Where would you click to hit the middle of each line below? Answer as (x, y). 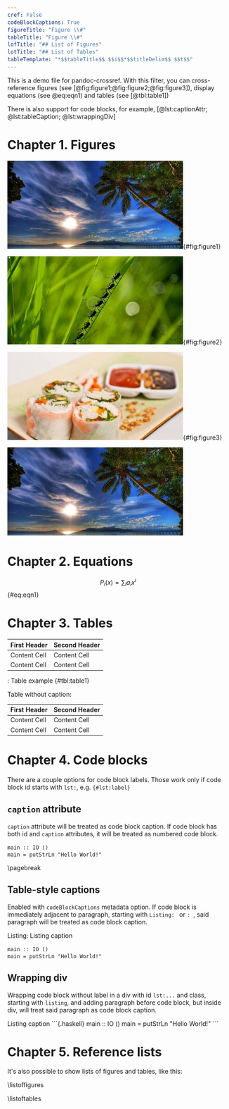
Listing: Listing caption (40, 935)
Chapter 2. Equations (70, 562)
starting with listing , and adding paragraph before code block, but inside (114, 1002)
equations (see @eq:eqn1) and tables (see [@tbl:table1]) (88, 95)
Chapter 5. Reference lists (85, 1052)
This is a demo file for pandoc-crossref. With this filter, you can (99, 80)
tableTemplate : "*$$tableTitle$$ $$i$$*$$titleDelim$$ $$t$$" (100, 60)
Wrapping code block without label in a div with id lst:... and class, (107, 995)
